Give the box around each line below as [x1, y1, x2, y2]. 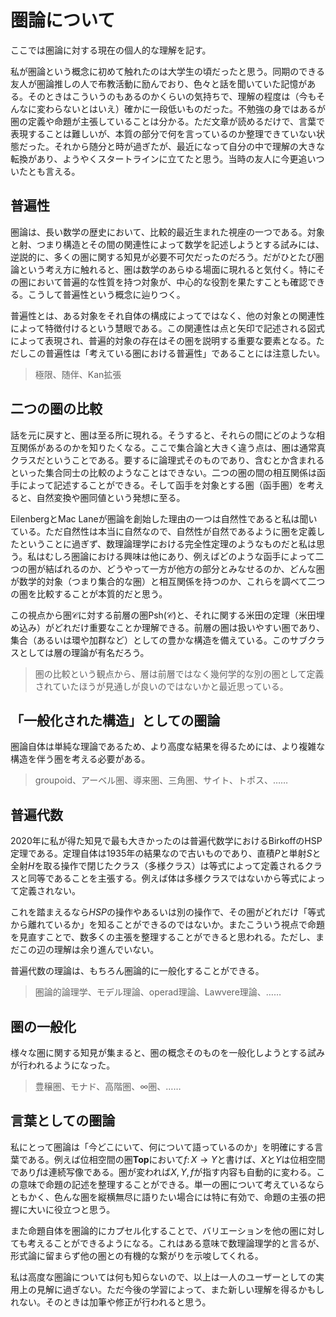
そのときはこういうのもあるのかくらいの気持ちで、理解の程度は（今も [27, 90, 317, 102]
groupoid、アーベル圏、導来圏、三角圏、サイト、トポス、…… [34, 774, 289, 786]
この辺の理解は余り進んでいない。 [18, 944, 160, 956]
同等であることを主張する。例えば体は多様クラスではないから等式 [27, 872, 300, 885]
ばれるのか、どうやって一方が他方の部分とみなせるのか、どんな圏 [53, 562, 325, 575]
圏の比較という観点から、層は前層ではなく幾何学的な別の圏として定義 [34, 667, 325, 680]
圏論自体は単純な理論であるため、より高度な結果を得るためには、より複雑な [10, 741, 326, 753]
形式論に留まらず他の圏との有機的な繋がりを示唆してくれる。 [10, 1249, 264, 1261]
